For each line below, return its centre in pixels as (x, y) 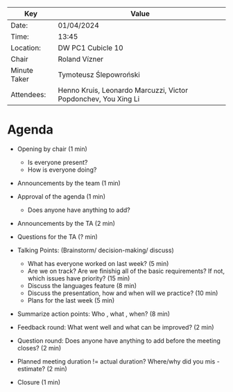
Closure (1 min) (39, 382)
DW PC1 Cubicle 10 (90, 48)
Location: (26, 48)
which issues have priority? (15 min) (79, 278)
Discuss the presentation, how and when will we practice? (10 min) (123, 293)
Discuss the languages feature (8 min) (82, 285)
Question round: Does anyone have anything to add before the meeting (119, 340)
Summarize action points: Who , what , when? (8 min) (94, 314)
